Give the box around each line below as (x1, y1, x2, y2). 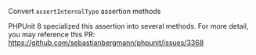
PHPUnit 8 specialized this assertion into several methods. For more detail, (8, 22, 249, 30)
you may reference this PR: (8, 30, 96, 39)
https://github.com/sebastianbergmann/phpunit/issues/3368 (8, 38, 204, 47)
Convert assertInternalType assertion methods (8, 7, 161, 15)
